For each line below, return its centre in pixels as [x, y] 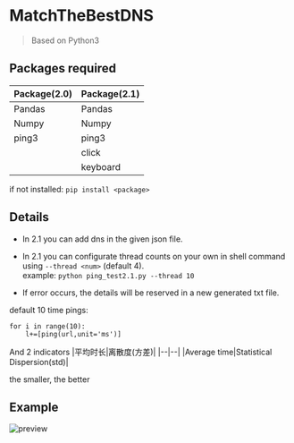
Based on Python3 [65, 40]
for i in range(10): [48, 326]
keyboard [101, 166]
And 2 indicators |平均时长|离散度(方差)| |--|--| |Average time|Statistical [141, 352]
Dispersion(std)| [39, 362]
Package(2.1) [110, 93]
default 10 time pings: [49, 310]
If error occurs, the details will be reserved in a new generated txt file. [151, 293]
